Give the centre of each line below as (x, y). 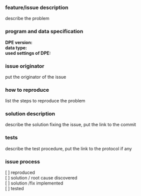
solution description (30, 114)
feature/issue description (37, 8)
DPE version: (19, 42)
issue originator (25, 66)
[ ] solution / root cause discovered (41, 178)
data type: (16, 48)
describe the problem (27, 19)
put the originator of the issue (36, 77)
